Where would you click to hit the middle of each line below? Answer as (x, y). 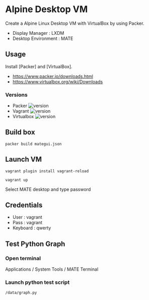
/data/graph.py (21, 293)
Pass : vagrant (27, 223)
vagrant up (17, 180)
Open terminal (23, 258)
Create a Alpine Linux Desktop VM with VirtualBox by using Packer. (75, 23)
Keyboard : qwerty (32, 228)
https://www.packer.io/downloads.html (53, 76)
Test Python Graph (35, 244)
